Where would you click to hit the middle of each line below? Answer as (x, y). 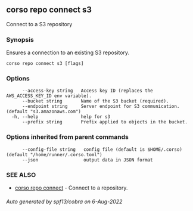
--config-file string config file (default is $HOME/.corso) (102, 149)
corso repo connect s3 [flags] (45, 64)
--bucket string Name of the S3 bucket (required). (95, 101)
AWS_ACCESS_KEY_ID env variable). (49, 96)
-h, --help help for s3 (61, 117)
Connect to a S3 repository (39, 24)
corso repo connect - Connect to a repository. (71, 188)
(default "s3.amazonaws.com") (44, 112)
